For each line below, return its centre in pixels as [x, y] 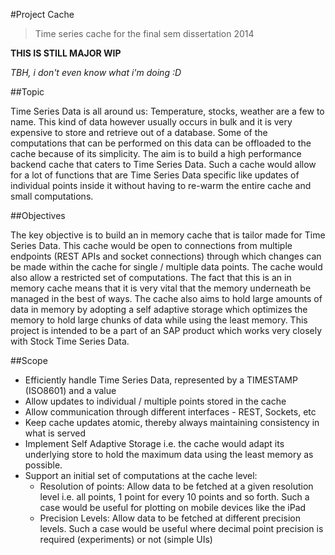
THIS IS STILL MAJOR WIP [66, 53]
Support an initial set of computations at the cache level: [141, 475]
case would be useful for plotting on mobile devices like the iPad [173, 507]
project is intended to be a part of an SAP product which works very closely [166, 330]
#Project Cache [42, 14]
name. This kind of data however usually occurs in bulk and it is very [151, 122]
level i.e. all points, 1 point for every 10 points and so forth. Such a [174, 497]
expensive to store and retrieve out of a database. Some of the [139, 132]
